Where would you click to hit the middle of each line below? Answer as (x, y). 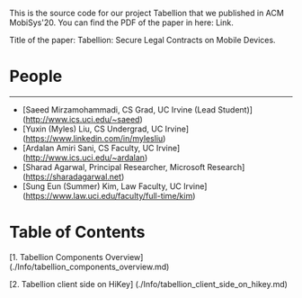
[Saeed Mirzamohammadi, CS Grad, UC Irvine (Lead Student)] (138, 109)
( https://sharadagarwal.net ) (73, 176)
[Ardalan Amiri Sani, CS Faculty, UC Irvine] (101, 148)
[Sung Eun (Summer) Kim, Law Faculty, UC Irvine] (115, 186)
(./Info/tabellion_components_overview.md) (89, 266)
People (36, 77)
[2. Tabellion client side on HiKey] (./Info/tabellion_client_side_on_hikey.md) (148, 284)
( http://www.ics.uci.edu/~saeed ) (83, 119)
